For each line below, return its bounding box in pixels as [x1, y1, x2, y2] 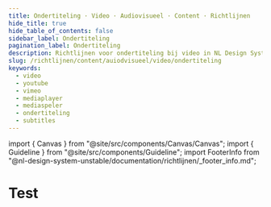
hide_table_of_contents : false [8, 27, 114, 35]
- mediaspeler [15, 101, 63, 110]
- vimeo [15, 86, 42, 95]
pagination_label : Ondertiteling [8, 42, 121, 50]
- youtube [15, 79, 48, 87]
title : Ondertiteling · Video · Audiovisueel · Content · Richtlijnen [8, 11, 251, 20]
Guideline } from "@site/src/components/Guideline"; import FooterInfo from [8, 147, 260, 157]
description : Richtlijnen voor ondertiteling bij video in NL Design [8, 49, 248, 57]
